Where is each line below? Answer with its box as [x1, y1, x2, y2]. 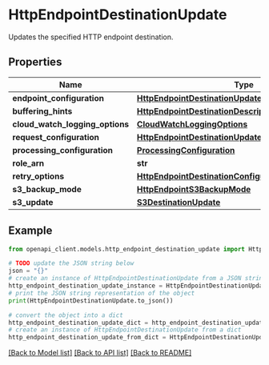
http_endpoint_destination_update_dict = [8, 319, 149, 327]
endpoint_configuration [12, 92, 104, 103]
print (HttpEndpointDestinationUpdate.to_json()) [8, 296, 174, 305]
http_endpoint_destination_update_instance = [8, 282, 163, 290]
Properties [8, 55, 62, 69]
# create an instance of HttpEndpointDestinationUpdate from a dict [8, 326, 242, 334]
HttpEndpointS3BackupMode [136, 183, 251, 195]
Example [8, 224, 53, 238]
